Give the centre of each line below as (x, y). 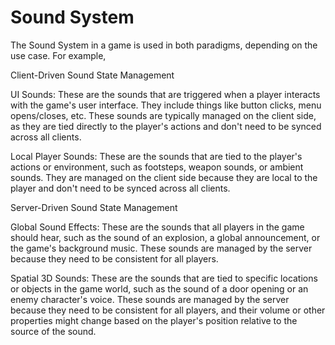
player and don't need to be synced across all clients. (120, 188)
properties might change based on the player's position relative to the (154, 320)
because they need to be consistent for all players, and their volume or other (168, 310)
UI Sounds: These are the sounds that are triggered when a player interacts (165, 94)
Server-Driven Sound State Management (94, 207)
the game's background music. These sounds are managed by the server (161, 248)
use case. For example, (58, 55)
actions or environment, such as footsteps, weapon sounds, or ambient (157, 167)
